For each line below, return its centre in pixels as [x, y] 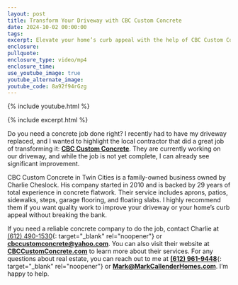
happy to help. [28, 274]
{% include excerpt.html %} [48, 120]
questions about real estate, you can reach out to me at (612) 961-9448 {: [114, 259]
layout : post [27, 14]
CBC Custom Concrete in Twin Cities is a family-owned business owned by [117, 178]
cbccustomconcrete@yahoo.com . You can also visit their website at [109, 244]
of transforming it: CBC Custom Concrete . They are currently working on [114, 149]
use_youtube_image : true [44, 73]
